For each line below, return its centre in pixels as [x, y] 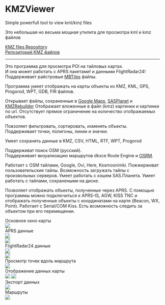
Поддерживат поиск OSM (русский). [43, 150]
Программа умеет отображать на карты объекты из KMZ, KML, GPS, [77, 86]
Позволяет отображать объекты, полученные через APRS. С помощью [80, 190]
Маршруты [16, 292]
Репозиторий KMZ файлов [32, 52]
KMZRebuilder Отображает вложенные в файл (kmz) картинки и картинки [82, 106]
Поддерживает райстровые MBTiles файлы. [51, 77]
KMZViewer [30, 9]
